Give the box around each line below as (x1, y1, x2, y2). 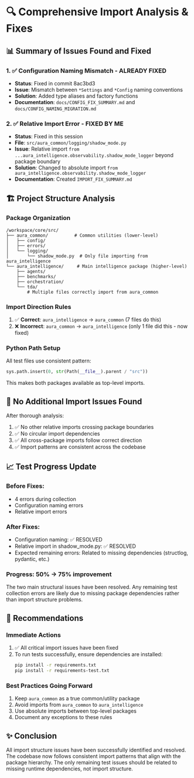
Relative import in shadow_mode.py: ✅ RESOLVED (14, 543, 137, 550)
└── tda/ (16, 284, 38, 290)
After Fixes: (6, 523, 40, 531)
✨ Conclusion (6, 731, 57, 741)
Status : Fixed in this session (14, 133, 83, 140)
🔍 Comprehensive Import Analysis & (6, 5, 189, 19)
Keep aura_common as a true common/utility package (14, 695, 140, 702)
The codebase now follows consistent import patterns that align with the (6, 752, 181, 760)
